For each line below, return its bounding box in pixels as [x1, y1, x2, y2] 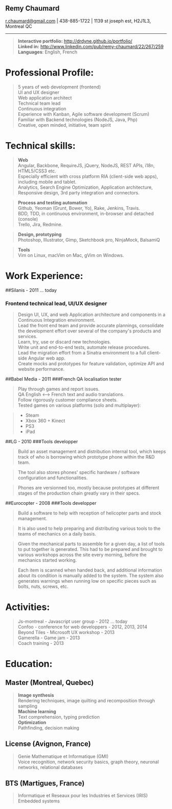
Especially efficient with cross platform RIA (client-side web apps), [17, 173, 158, 179]
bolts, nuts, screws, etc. [17, 583, 69, 589]
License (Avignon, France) [5, 740, 91, 748]
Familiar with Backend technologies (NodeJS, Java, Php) [17, 116, 138, 123]
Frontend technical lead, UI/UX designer [5, 300, 107, 307]
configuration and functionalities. [17, 475, 88, 481]
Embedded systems [17, 798, 60, 804]
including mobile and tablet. [17, 179, 77, 185]
